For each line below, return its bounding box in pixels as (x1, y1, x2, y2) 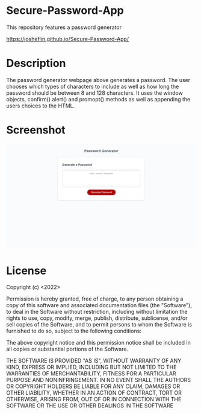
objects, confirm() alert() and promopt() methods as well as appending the (6, 95, 191, 103)
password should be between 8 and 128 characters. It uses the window (6, 89, 184, 97)
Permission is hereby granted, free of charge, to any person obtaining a (6, 295, 184, 302)
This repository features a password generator (6, 24, 122, 31)
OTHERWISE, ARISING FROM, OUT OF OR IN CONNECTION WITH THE (6, 396, 182, 403)
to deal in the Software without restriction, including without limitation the (6, 308, 188, 316)
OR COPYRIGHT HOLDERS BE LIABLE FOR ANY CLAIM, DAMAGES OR (6, 383, 181, 390)
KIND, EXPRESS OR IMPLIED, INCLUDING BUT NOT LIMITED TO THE (6, 363, 177, 371)
